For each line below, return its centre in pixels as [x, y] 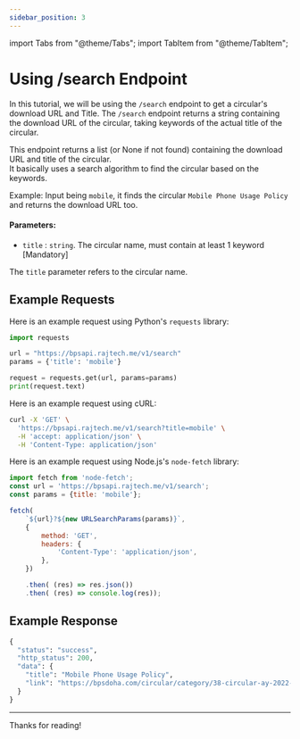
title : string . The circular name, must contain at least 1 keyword [143, 245]
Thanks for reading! [46, 725]
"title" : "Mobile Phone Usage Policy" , [100, 675]
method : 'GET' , [70, 536]
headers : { [62, 544]
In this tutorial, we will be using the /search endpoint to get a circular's [138, 104]
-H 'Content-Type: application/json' [87, 444]
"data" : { [35, 667]
